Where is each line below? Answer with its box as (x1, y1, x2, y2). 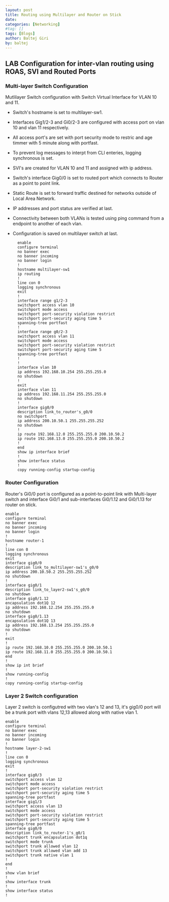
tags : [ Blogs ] (5, 31, 36, 36)
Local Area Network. (12, 195, 56, 201)
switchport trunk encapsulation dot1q (5, 835, 87, 840)
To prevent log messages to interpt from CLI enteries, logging (12, 150, 142, 156)
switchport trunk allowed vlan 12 (5, 844, 79, 849)
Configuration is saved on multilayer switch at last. (12, 230, 118, 237)
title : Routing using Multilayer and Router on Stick (5, 12, 122, 17)
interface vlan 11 (17, 387, 56, 392)
